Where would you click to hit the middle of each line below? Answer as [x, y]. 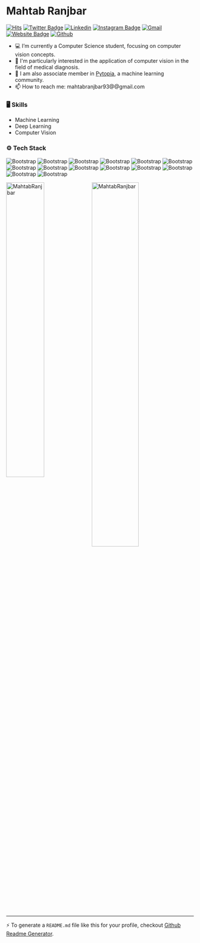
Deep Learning [33, 126]
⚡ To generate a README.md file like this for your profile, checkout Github [93, 925]
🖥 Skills [17, 105]
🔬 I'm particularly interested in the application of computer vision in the [102, 60]
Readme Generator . [30, 933]
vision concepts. [35, 54]
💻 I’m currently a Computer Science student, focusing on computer [98, 45]
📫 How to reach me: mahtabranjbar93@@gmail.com [80, 86]
